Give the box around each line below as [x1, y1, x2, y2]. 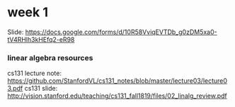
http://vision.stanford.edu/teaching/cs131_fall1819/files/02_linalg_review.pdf [7, 91, 228, 100]
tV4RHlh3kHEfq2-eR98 [7, 35, 75, 43]
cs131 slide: [24, 84, 58, 93]
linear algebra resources [7, 52, 93, 62]
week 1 [7, 4, 48, 21]
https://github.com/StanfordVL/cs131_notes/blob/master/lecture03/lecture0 [7, 77, 228, 85]
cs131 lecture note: [7, 69, 62, 78]
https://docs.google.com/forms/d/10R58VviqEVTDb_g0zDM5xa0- [25, 28, 217, 36]
